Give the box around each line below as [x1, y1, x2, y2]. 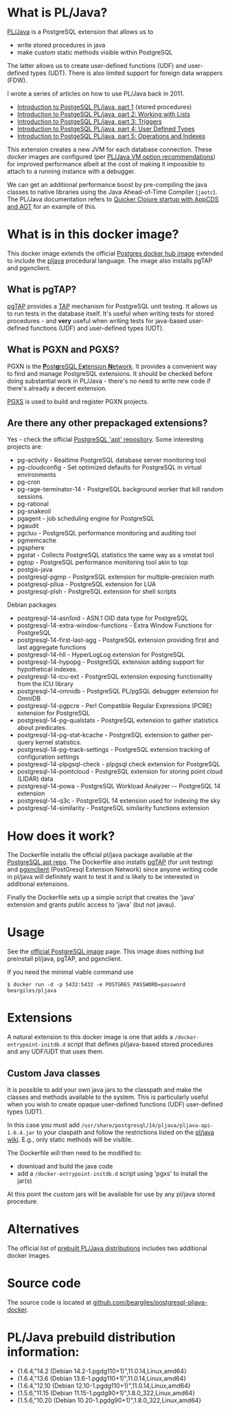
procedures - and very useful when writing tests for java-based [7, 316, 187, 324]
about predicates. [16, 724, 67, 732]
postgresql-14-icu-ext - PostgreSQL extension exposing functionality [16, 672, 213, 681]
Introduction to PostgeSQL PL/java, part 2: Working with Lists [16, 110, 191, 118]
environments [16, 471, 56, 479]
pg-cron [16, 478, 41, 486]
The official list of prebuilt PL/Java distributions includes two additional [7, 1244, 207, 1252]
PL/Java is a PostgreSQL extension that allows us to [7, 27, 154, 36]
